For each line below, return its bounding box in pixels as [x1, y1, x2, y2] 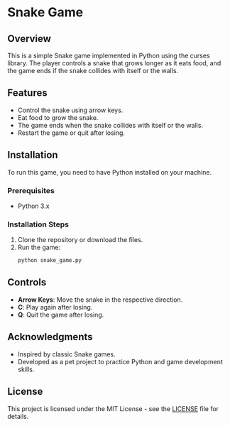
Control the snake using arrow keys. [17, 106, 124, 114]
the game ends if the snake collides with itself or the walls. [7, 67, 179, 75]
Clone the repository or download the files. [17, 236, 143, 244]
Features [7, 87, 48, 99]
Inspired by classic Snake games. [17, 349, 116, 359]
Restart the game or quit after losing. [17, 129, 126, 137]
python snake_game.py [17, 257, 82, 264]
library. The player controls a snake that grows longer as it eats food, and [7, 59, 221, 67]
